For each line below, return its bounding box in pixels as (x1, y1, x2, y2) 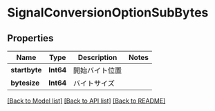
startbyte (10, 65, 42, 74)
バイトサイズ (73, 79, 115, 88)
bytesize (10, 78, 40, 88)
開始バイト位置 (73, 65, 122, 75)
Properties (7, 32, 54, 44)
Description (77, 53, 118, 62)
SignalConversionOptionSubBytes (7, 5, 209, 21)
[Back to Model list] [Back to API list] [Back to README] (7, 97, 166, 105)
